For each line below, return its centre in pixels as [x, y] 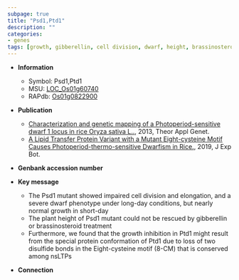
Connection [35, 270]
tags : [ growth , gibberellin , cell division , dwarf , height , [99, 47]
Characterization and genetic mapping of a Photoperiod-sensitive [124, 124]
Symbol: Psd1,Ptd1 [55, 81]
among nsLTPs [50, 256]
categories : [25, 34]
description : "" [31, 27]
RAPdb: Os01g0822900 [63, 96]
